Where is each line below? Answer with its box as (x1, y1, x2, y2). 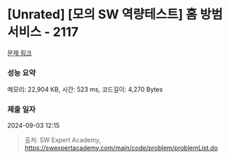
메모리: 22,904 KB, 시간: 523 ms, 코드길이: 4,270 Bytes (7, 85, 163, 94)
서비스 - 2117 (7, 24, 79, 40)
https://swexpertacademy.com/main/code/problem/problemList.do (24, 144, 218, 152)
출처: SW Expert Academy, (24, 135, 101, 144)
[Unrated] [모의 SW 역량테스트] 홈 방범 (7, 6, 223, 23)
